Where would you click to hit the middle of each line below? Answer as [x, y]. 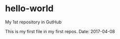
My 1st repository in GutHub [33, 22]
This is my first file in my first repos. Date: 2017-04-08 [60, 31]
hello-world [30, 9]
